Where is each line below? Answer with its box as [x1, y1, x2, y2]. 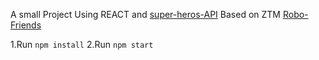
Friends [10, 19, 42, 31]
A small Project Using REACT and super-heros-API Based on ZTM [10, 9, 281, 20]
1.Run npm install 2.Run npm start [10, 39, 154, 50]
